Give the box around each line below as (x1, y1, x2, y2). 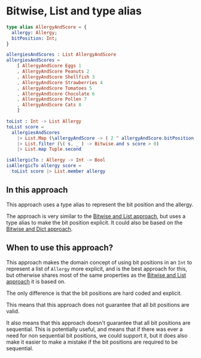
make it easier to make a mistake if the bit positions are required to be (6, 338, 178, 345)
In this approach (6, 185, 68, 195)
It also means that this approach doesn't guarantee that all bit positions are (6, 319, 191, 326)
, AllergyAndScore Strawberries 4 (17, 79, 103, 85)
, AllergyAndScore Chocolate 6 (17, 91, 95, 97)
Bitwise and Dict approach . (6, 225, 73, 232)
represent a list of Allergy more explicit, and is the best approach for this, (6, 265, 187, 272)
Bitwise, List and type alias (6, 4, 142, 18)
